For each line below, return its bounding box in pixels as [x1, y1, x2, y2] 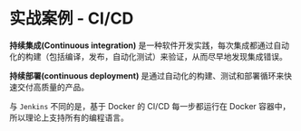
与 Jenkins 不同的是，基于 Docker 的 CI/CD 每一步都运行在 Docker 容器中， [9, 100, 291, 111]
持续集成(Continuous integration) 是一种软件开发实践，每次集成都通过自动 [9, 40, 290, 51]
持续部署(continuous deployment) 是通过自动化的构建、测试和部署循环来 [9, 70, 285, 81]
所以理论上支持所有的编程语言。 [9, 112, 129, 123]
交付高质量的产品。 [16, 81, 89, 92]
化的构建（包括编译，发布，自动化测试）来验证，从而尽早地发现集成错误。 [9, 51, 287, 61]
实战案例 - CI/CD [9, 8, 134, 29]
